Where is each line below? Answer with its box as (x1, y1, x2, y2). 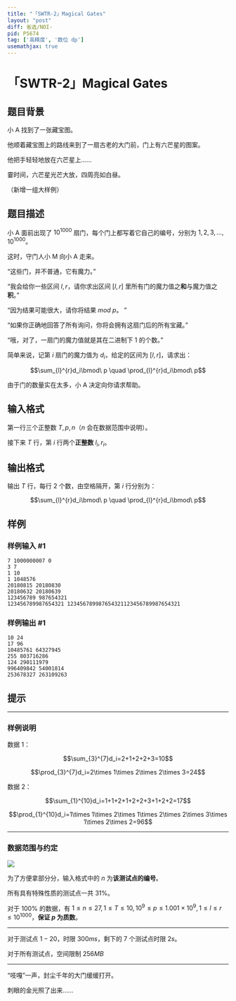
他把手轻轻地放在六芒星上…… (7, 155, 93, 164)
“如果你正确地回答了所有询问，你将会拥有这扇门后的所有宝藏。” (7, 321, 188, 329)
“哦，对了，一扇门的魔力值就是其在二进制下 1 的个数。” (7, 336, 164, 345)
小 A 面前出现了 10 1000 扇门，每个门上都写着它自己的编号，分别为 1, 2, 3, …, (7, 227, 224, 236)
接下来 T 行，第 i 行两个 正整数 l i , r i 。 (7, 438, 111, 448)
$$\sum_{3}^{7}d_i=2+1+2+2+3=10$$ (63, 754, 173, 763)
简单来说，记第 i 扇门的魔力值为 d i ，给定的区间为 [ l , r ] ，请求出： (7, 351, 192, 361)
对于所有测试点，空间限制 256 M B (7, 950, 104, 958)
